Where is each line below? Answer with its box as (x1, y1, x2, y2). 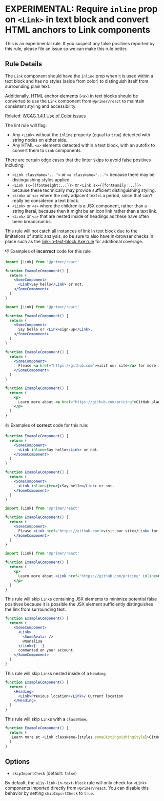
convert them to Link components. (12, 147, 82, 153)
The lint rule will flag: (5, 122, 47, 128)
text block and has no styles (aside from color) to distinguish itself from (5, 78, 149, 84)
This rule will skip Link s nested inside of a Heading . (5, 670, 107, 676)
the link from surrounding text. (5, 606, 66, 612)
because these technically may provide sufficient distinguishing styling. (12, 187, 156, 193)
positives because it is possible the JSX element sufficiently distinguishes (5, 601, 153, 607)
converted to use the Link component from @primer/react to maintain (5, 98, 145, 104)
